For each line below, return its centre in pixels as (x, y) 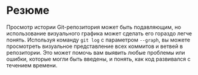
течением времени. (32, 65)
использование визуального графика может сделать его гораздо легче (99, 33)
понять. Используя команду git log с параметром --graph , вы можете (98, 40)
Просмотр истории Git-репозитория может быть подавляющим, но (94, 27)
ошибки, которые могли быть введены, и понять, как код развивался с (98, 59)
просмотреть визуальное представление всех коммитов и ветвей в (95, 46)
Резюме (28, 10)
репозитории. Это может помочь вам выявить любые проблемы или (96, 52)
